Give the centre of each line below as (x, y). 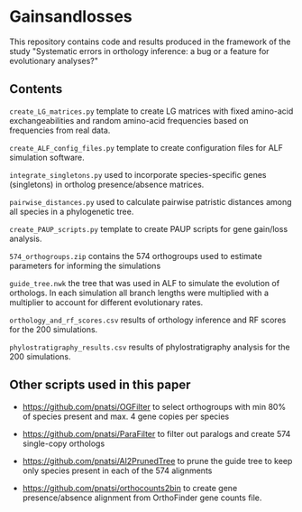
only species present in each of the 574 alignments (117, 470)
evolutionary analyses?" (54, 61)
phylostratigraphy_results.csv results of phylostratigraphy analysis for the (150, 347)
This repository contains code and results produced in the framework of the (150, 42)
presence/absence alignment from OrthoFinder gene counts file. (142, 498)
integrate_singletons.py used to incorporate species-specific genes (138, 174)
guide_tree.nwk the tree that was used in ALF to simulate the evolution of (145, 283)
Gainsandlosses (71, 17)
